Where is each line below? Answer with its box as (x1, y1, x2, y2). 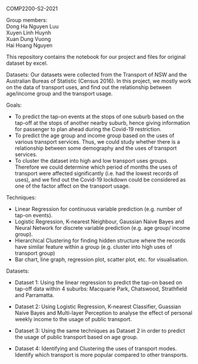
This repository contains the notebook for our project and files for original (6, 53, 186, 60)
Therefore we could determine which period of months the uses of (14, 163, 178, 170)
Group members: (6, 17, 47, 23)
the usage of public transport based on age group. (14, 334, 138, 340)
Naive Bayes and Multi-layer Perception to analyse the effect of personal (14, 309, 193, 316)
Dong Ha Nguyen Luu (6, 23, 59, 30)
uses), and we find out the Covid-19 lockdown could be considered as (14, 176, 186, 183)
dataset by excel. (6, 59, 48, 67)
